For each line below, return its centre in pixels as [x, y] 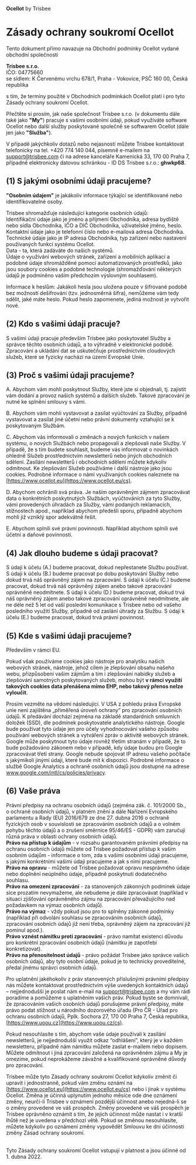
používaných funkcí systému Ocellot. [51, 244]
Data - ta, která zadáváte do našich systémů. [60, 250]
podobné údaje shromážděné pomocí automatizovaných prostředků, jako [94, 263]
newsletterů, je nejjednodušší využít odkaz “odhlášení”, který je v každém [94, 1040]
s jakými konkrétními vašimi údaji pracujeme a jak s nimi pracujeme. [88, 861]
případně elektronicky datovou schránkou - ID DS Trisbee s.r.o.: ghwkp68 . [96, 162]
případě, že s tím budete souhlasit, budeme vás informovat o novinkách [92, 449]
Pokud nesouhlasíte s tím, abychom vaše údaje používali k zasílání [86, 1034]
